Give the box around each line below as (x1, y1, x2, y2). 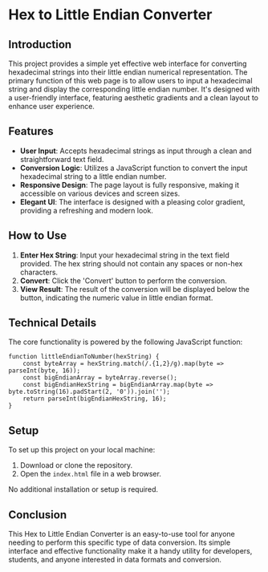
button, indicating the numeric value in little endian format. (19, 293, 213, 302)
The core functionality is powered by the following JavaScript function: (8, 337, 243, 347)
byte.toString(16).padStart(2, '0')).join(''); (8, 387, 171, 396)
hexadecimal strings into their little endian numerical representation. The (8, 67, 248, 77)
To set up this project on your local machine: (8, 445, 156, 455)
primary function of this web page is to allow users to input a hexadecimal (8, 76, 253, 85)
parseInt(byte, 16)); (8, 367, 81, 375)
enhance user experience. (8, 102, 95, 111)
